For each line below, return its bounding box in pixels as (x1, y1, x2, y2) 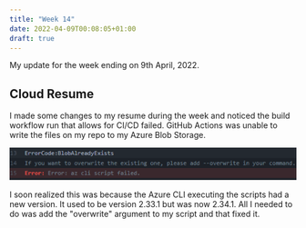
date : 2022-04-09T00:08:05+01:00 (9, 24, 137, 34)
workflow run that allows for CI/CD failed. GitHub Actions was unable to (9, 120, 278, 131)
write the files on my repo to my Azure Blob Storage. (9, 130, 207, 141)
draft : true (9, 34, 55, 43)
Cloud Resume (9, 86, 94, 102)
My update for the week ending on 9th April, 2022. (9, 60, 200, 71)
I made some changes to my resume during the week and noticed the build (9, 110, 291, 122)
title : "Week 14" (9, 15, 76, 24)
